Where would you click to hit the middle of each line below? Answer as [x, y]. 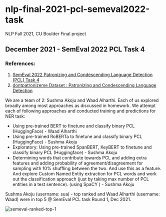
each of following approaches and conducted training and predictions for [80, 110]
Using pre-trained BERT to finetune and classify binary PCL [73, 125]
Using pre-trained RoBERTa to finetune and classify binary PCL [77, 136]
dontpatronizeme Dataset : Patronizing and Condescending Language [84, 85]
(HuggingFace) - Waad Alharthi [44, 131]
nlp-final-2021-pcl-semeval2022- [77, 9]
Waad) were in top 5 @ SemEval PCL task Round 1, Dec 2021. [68, 199]
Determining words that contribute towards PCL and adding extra [79, 157]
